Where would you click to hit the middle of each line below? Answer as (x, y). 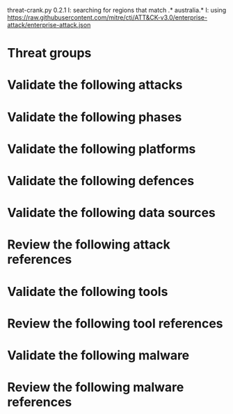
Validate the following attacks (95, 85)
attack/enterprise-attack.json (49, 25)
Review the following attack (89, 245)
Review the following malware (96, 387)
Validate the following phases (95, 117)
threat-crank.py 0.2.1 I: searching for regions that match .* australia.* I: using (117, 10)
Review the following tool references (115, 323)
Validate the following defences (101, 180)
